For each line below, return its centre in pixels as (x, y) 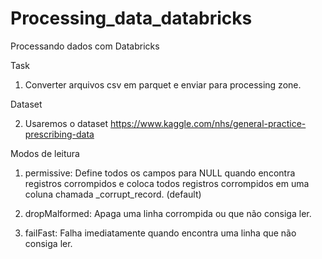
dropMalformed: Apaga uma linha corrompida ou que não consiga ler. (168, 213)
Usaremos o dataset (66, 123)
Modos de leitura (45, 153)
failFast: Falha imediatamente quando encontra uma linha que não (160, 233)
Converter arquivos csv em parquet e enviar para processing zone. (163, 84)
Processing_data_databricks (131, 18)
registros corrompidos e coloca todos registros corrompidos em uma (167, 183)
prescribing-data (59, 134)
